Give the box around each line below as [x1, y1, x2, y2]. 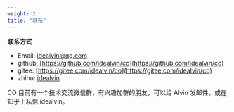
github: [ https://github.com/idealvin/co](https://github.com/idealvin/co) [17, 58, 224, 67]
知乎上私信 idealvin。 [7, 97, 69, 106]
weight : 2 [7, 10, 37, 18]
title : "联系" [7, 17, 47, 24]
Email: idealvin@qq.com [17, 51, 88, 60]
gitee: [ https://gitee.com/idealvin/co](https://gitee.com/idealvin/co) [17, 66, 212, 75]
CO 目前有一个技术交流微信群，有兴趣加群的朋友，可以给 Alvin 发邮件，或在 [7, 88, 227, 97]
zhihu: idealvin [17, 73, 60, 82]
